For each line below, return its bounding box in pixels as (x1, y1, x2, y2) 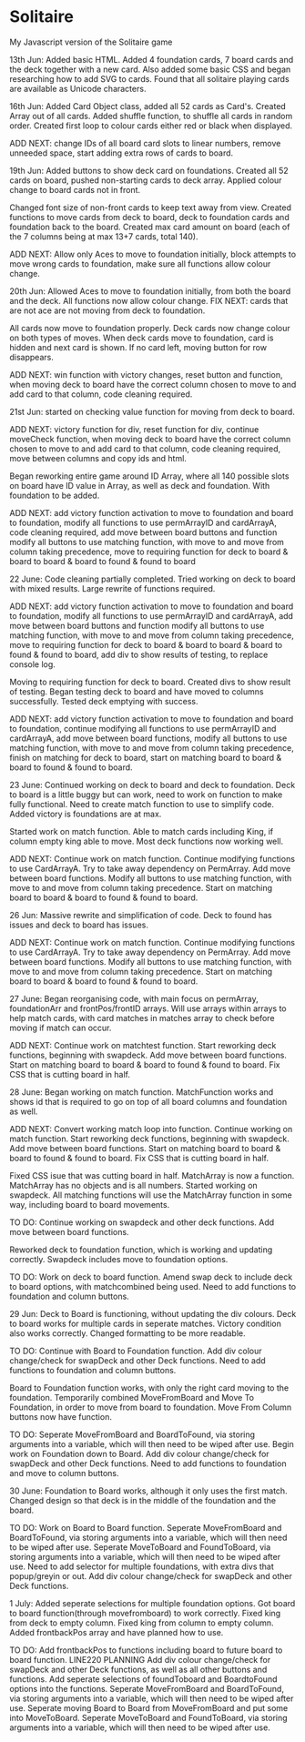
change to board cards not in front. (9, 184, 141, 195)
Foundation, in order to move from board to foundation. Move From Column (9, 1402, 292, 1413)
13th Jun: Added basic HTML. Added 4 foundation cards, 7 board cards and (9, 54, 294, 65)
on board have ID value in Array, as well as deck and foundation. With (9, 480, 270, 491)
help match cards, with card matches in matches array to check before (9, 1012, 275, 1023)
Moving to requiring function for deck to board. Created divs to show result (9, 676, 291, 687)
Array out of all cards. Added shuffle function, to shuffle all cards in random (9, 110, 293, 121)
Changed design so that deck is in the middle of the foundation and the (9, 1494, 276, 1505)
